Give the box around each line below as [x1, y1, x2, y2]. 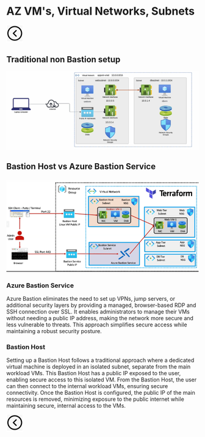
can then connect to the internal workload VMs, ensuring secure [6, 383, 168, 390]
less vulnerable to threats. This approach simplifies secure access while [6, 321, 187, 328]
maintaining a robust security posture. [6, 328, 102, 335]
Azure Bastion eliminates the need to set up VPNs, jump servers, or [6, 295, 176, 303]
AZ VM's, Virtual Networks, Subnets [6, 4, 195, 18]
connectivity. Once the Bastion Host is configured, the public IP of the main [6, 389, 195, 397]
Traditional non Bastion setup [6, 54, 121, 65]
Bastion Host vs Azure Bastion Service [6, 161, 156, 172]
